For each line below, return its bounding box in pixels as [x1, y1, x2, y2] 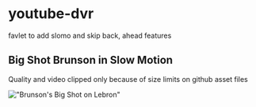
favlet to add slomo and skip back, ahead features [8, 31, 172, 40]
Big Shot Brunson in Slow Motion [8, 53, 173, 67]
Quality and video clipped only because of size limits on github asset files [8, 74, 248, 83]
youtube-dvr [8, 5, 94, 23]
